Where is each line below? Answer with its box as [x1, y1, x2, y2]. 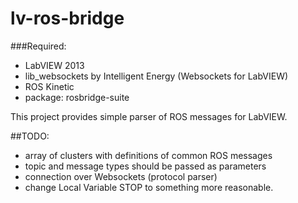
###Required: [10, 40, 67, 52]
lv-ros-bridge [10, 7, 125, 30]
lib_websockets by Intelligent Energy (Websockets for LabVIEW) [24, 70, 289, 82]
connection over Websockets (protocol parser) [24, 170, 218, 182]
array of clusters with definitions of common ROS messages [24, 149, 273, 161]
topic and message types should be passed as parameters [24, 160, 267, 172]
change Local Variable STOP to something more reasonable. [24, 181, 274, 193]
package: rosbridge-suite [24, 91, 130, 103]
